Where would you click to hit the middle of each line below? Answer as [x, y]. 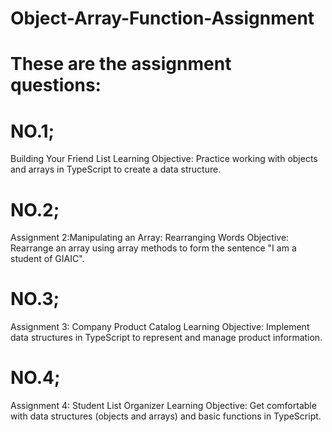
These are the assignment [121, 64]
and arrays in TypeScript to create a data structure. [116, 169]
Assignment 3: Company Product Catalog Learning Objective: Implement [160, 327]
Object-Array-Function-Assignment [162, 18]
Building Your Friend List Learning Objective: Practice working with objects [164, 159]
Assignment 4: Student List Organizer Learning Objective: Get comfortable [163, 406]
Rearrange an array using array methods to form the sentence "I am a [153, 248]
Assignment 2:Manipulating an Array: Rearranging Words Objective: [150, 238]
